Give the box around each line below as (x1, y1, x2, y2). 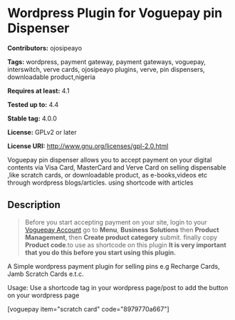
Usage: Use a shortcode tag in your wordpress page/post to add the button (7, 283, 229, 291)
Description (7, 199, 61, 211)
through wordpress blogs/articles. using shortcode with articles (7, 178, 194, 187)
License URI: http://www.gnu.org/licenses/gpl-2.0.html (7, 141, 169, 150)
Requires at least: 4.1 (7, 86, 70, 95)
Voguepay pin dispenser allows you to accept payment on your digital (7, 155, 212, 164)
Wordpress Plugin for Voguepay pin (7, 5, 223, 21)
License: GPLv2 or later (7, 128, 77, 136)
